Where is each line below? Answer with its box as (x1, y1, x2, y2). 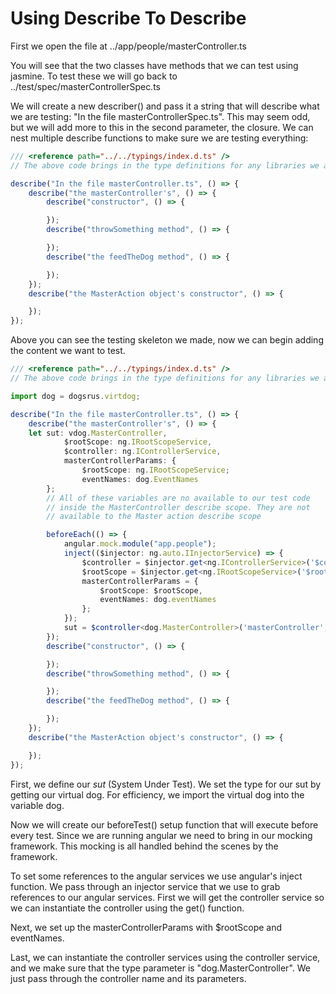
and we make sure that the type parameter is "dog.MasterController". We (10, 962, 311, 974)
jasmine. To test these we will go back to (10, 70, 178, 82)
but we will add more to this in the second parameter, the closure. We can (10, 121, 314, 133)
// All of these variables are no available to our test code (46, 493, 311, 503)
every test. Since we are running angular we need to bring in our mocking (10, 829, 313, 841)
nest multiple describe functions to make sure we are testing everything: (10, 132, 309, 144)
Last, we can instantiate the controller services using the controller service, (10, 951, 321, 963)
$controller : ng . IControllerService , (63, 447, 222, 457)
